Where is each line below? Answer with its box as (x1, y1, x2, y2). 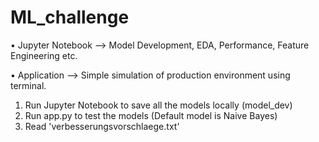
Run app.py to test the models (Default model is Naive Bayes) (24, 109, 278, 121)
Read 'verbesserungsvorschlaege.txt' (24, 120, 180, 132)
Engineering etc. (10, 49, 78, 61)
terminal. (10, 79, 47, 91)
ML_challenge (10, 6, 130, 29)
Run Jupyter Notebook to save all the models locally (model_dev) (24, 99, 293, 111)
